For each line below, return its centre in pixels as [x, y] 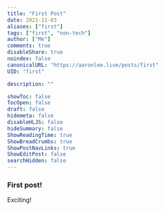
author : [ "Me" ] [29, 39]
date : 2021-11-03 [32, 20]
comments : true [29, 46]
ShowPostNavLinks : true [41, 148]
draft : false [26, 109]
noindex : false [29, 59]
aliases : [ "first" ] [35, 26]
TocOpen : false [29, 103]
